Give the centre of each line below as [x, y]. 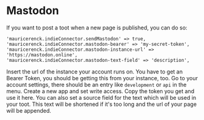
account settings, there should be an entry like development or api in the [97, 84]
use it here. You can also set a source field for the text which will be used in [101, 97]
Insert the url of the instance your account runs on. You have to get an [95, 72]
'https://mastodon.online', [42, 55]
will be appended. [29, 110]
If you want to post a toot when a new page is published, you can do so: [97, 28]
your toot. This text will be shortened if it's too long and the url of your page [102, 104]
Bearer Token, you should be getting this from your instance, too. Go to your [102, 78]
